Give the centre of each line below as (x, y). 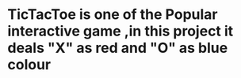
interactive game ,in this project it (120, 31)
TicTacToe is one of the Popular (113, 15)
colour (29, 65)
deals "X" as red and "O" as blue (118, 48)
